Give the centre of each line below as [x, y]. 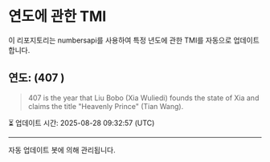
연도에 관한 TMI [57, 16]
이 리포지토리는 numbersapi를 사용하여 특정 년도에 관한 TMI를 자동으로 [120, 40]
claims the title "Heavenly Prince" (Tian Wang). [106, 106]
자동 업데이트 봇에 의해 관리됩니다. [62, 150]
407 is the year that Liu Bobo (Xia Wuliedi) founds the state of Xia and [143, 98]
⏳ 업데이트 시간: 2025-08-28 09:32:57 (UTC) [82, 123]
